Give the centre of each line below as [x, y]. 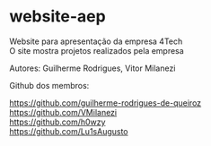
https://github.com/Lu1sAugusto [69, 131]
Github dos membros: [49, 85]
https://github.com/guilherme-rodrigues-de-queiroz [105, 103]
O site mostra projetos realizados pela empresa [97, 50]
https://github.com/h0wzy [57, 122]
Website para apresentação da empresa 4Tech [96, 41]
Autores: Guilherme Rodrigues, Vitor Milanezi [92, 68]
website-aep [57, 17]
